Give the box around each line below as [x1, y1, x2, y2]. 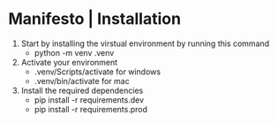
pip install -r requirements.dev [34, 94, 145, 105]
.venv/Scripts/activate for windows [34, 66, 161, 77]
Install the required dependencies [20, 85, 144, 96]
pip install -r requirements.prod [34, 104, 147, 114]
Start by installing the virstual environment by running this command [20, 38, 270, 49]
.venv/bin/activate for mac [34, 75, 130, 86]
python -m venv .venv [34, 47, 115, 58]
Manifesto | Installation [8, 9, 182, 29]
